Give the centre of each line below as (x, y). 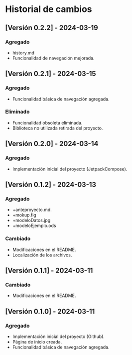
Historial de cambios (49, 9)
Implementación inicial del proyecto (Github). (58, 336)
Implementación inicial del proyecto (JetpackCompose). (70, 169)
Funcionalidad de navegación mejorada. (53, 58)
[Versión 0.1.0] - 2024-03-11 (50, 311)
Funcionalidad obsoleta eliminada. (47, 122)
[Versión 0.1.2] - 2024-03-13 (51, 184)
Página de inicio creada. (37, 341)
